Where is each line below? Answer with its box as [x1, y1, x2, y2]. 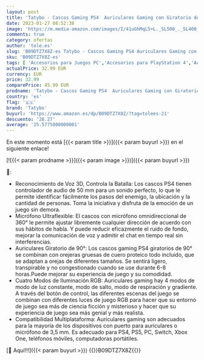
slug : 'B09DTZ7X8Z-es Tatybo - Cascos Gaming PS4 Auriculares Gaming [6, 49, 186, 55]
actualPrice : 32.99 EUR [6, 65, 67, 72]
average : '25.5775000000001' [6, 122, 80, 128]
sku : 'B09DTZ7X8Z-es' [6, 54, 61, 60]
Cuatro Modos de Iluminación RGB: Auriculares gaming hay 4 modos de [15, 277, 195, 284]
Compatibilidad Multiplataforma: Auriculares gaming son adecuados [15, 316, 186, 323]
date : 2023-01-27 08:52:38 [6, 20, 75, 26]
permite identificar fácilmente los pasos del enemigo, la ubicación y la [15, 193, 190, 200]
